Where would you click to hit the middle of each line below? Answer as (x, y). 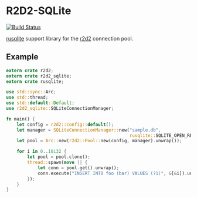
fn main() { (21, 119)
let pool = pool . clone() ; (59, 157)
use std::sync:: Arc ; (31, 92)
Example (22, 57)
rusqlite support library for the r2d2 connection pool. (70, 38)
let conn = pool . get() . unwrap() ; (78, 168)
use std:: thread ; (27, 98)
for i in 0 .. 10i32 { (42, 152)
